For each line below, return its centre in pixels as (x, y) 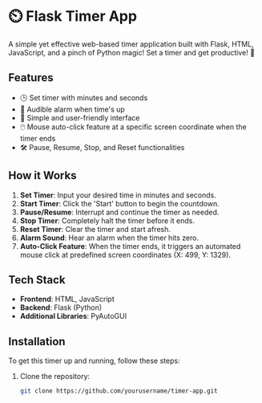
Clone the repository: (55, 377)
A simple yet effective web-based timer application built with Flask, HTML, (131, 44)
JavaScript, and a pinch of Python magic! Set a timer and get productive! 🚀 (131, 52)
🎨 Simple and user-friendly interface (80, 117)
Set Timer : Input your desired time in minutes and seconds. (118, 195)
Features (31, 78)
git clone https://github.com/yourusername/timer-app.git (119, 391)
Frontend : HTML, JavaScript (67, 299)
